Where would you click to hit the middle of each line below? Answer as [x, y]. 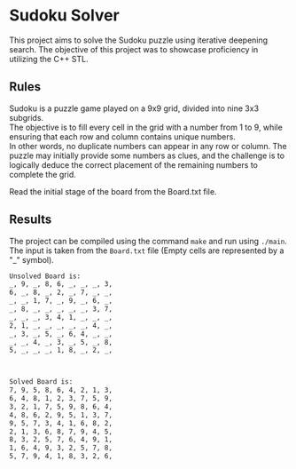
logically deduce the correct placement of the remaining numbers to [134, 164]
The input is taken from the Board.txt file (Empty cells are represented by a [147, 250]
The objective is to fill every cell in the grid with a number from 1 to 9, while [146, 127]
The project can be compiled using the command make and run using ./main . [148, 241]
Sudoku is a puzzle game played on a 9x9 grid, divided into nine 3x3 [134, 108]
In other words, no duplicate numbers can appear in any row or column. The [148, 146]
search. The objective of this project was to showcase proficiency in [134, 49]
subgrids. [27, 117]
